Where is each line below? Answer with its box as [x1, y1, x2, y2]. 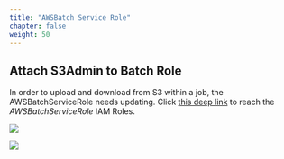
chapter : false [9, 22, 67, 31]
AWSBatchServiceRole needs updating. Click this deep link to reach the [9, 96, 275, 108]
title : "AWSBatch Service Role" [9, 13, 131, 22]
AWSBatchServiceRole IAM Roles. [9, 106, 135, 117]
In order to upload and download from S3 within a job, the [9, 87, 224, 98]
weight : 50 [9, 30, 50, 39]
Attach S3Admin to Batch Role [9, 63, 182, 78]
